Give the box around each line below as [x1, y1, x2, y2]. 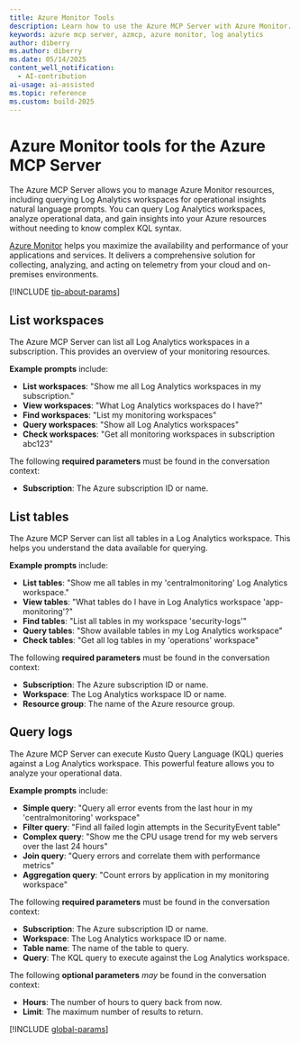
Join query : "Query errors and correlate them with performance [22, 850, 261, 861]
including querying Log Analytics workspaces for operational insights [9, 195, 267, 205]
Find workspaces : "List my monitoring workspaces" [22, 410, 217, 421]
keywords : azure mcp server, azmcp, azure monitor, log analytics [9, 30, 264, 39]
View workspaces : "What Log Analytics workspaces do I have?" [22, 400, 263, 411]
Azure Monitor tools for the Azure [9, 136, 266, 156]
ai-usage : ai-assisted [9, 80, 95, 89]
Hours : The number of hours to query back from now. [22, 996, 223, 1007]
